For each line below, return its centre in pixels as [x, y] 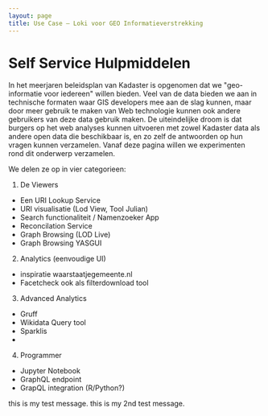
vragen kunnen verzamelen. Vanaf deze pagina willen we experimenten [127, 145]
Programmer [41, 356]
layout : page [30, 16]
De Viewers [39, 185]
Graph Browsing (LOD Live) [65, 235]
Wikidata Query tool [53, 323]
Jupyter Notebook [50, 371]
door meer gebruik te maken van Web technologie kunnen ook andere [125, 111]
